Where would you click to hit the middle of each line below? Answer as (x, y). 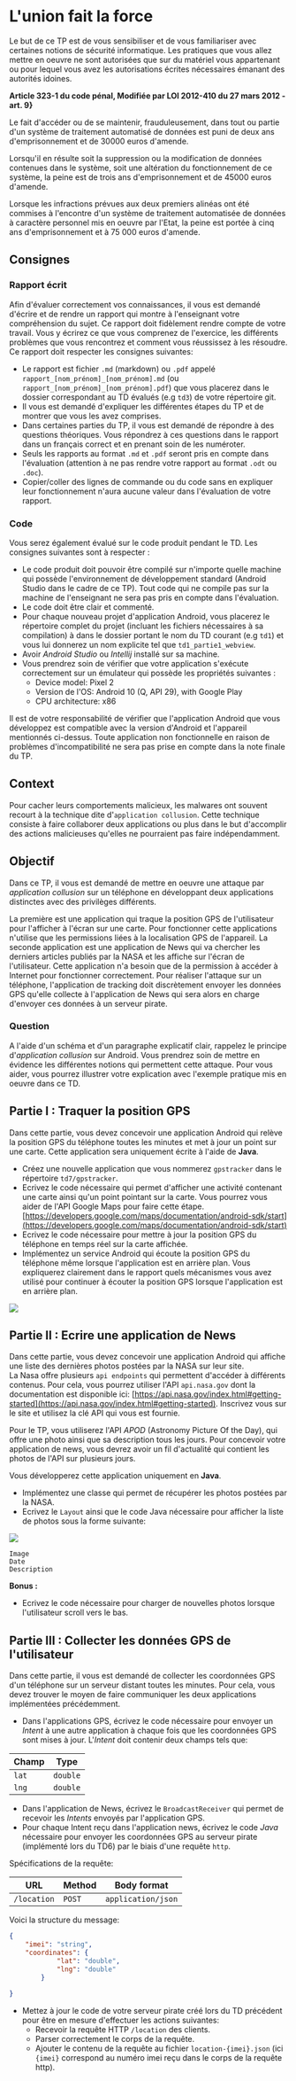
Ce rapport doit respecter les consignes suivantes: (101, 351)
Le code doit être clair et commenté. (88, 607)
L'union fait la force (81, 16)
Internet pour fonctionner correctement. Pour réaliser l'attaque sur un (136, 975)
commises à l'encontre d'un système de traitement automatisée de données (148, 213)
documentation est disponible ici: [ (72, 1394)
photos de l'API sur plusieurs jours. (72, 1459)
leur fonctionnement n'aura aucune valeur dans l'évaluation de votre (146, 491)
